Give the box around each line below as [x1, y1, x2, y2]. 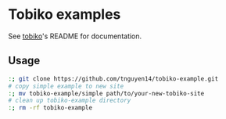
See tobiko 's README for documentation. [8, 31, 142, 41]
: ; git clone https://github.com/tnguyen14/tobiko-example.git [8, 74, 219, 83]
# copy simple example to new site [8, 82, 124, 90]
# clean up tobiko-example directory [8, 96, 131, 105]
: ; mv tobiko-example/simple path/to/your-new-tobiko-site [8, 89, 205, 97]
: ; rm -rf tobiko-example [8, 104, 92, 112]
